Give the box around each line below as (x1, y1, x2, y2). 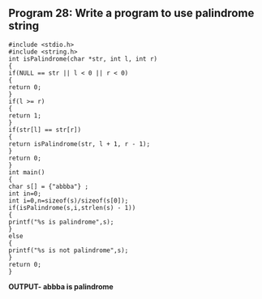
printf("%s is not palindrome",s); (8, 246, 129, 254)
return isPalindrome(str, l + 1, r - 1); (8, 139, 151, 148)
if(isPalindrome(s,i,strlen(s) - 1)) (8, 203, 136, 211)
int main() (8, 168, 45, 177)
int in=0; (8, 190, 42, 198)
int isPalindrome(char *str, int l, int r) (8, 54, 158, 63)
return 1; (8, 111, 42, 120)
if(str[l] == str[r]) (8, 126, 82, 134)
